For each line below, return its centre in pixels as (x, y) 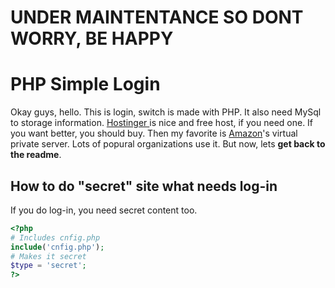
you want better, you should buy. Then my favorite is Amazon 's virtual (154, 133)
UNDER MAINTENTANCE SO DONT (157, 17)
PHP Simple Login (85, 84)
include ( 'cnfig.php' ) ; (57, 247)
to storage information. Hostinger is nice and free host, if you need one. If (162, 123)
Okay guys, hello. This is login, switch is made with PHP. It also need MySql (166, 112)
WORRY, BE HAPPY (92, 38)
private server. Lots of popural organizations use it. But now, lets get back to (168, 144)
